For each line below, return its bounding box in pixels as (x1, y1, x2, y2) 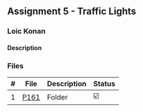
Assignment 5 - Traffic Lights (7, 6, 137, 17)
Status (93, 79, 116, 89)
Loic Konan (7, 26, 47, 36)
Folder (47, 92, 68, 102)
